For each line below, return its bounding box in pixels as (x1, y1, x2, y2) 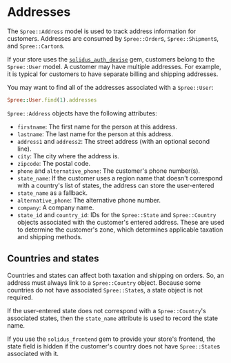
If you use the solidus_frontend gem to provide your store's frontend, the (7, 335, 216, 343)
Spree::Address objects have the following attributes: (7, 109, 157, 118)
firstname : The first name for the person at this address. (17, 122, 178, 131)
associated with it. (7, 349, 59, 357)
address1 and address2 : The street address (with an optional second (17, 137, 210, 145)
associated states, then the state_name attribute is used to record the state (7, 314, 219, 322)
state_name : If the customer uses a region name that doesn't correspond (17, 174, 223, 182)
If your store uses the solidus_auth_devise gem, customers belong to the (7, 55, 215, 63)
